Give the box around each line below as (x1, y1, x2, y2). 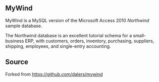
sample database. (5, 23, 42, 29)
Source (5, 58, 29, 66)
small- (133, 32, 146, 38)
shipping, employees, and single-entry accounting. (5, 43, 111, 49)
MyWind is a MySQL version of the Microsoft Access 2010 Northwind (5, 17, 149, 23)
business (5, 38, 24, 44)
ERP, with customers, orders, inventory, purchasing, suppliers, (25, 38, 154, 44)
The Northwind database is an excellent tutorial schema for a (5, 32, 132, 38)
